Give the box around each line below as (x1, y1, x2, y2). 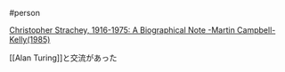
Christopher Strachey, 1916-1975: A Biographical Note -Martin (9, 25, 236, 35)
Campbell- (237, 25, 276, 35)
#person (9, 8, 40, 18)
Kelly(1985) (9, 35, 51, 44)
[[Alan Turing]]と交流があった (9, 52, 118, 63)
